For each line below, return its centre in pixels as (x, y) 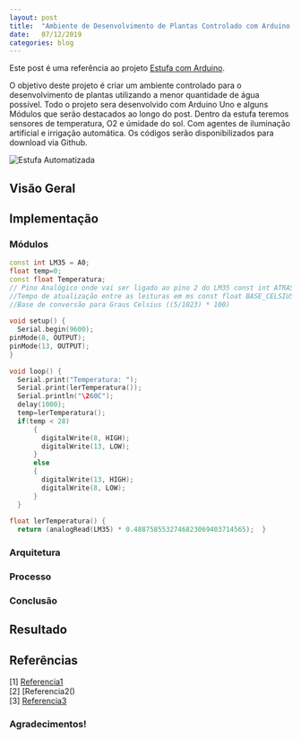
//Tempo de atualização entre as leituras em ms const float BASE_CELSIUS (152, 296)
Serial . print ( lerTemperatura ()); (80, 388)
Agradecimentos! (48, 725)
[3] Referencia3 (38, 701)
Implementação (54, 219)
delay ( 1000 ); (42, 404)
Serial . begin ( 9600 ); (56, 330)
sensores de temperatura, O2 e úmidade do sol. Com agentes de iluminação (150, 124)
